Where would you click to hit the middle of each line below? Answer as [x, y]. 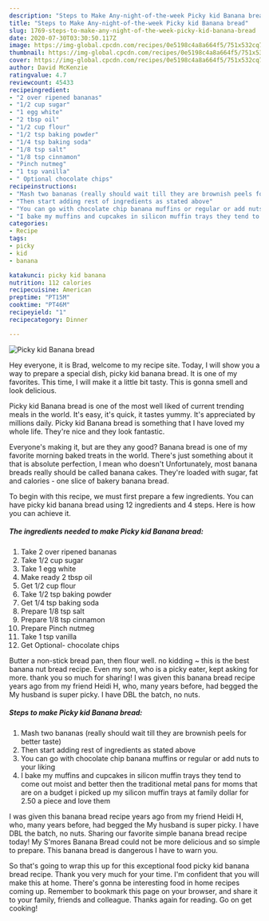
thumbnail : [27, 53]
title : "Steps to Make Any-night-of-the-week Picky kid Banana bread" [129, 23]
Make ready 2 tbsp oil [56, 577]
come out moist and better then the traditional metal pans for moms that [139, 784]
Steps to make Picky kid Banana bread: [76, 713]
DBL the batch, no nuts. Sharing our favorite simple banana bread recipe [128, 833]
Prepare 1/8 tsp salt [52, 611]
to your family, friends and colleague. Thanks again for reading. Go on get [131, 899]
